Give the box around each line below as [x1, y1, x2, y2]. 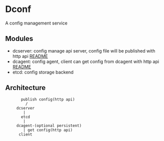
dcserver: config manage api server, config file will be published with [12, 47, 155, 53]
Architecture [5, 83, 46, 92]
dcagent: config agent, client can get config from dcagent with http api [12, 58, 159, 64]
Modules [5, 34, 34, 43]
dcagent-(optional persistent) [16, 123, 82, 128]
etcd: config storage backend [12, 69, 74, 75]
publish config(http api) [21, 96, 75, 102]
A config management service [5, 20, 68, 26]
